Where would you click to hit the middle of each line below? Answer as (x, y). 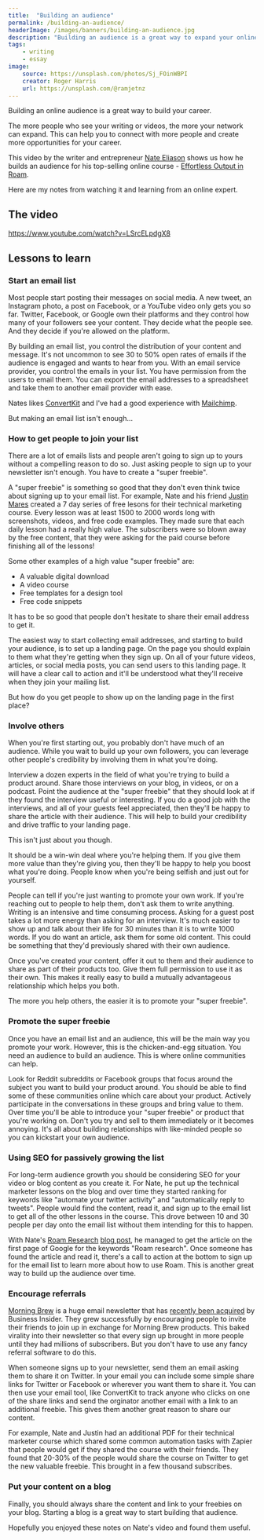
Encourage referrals (47, 1293)
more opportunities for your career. (65, 143)
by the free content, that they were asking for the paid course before (119, 538)
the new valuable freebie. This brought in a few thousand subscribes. (120, 1466)
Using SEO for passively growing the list (86, 1158)
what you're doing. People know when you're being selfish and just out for (128, 872)
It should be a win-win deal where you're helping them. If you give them (125, 855)
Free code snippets (51, 602)
